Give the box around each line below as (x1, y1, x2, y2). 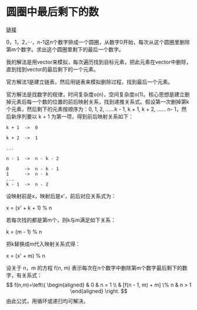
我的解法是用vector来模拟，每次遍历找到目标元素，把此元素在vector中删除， (6, 58, 192, 65)
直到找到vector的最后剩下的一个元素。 (6, 65, 99, 72)
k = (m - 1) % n (6, 228, 42, 235)
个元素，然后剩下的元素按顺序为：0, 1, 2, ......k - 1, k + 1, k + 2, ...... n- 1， (6, 105, 182, 113)
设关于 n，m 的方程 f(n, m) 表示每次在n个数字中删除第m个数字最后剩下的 (6, 264, 182, 271)
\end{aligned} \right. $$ (70, 287, 128, 295)
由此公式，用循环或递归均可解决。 (6, 297, 89, 304)
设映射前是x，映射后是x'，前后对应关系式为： (6, 192, 116, 199)
